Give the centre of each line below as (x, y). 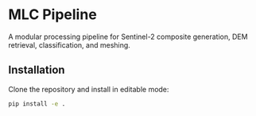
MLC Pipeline (52, 15)
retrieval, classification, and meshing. (70, 44)
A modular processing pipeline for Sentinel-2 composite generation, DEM (128, 37)
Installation (37, 70)
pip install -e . (37, 104)
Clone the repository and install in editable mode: (89, 89)
